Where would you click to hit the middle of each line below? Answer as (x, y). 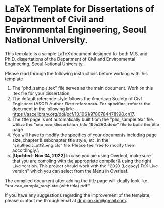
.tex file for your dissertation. (41, 93)
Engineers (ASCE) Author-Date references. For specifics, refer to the (81, 104)
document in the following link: (43, 109)
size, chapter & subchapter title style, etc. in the (60, 140)
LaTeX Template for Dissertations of (80, 9)
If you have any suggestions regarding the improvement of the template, (78, 195)
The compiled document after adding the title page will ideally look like (76, 180)
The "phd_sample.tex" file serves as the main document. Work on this (82, 88)
